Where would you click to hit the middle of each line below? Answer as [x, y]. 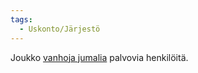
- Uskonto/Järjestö [60, 29]
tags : [21, 19]
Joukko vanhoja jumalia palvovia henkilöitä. [99, 57]
